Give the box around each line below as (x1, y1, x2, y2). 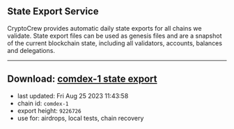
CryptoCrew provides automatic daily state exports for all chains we (7, 24, 202, 32)
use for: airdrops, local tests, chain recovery (17, 114, 144, 122)
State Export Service (7, 6, 99, 17)
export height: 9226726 (17, 106, 81, 114)
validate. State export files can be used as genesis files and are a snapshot (7, 31, 222, 40)
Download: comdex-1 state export (7, 73, 157, 85)
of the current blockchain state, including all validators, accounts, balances (7, 38, 223, 47)
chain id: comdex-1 (17, 99, 69, 107)
